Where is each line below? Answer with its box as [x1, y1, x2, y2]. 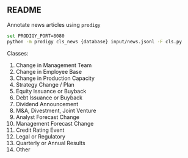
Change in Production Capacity [15, 74, 95, 82]
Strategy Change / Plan [15, 81, 75, 88]
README [7, 5, 42, 15]
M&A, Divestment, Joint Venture [15, 107, 96, 114]
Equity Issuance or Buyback [15, 87, 87, 95]
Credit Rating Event [15, 126, 65, 134]
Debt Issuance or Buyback [15, 94, 83, 101]
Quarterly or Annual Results [15, 139, 85, 146]
